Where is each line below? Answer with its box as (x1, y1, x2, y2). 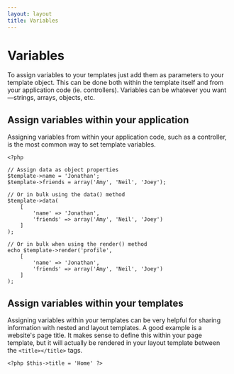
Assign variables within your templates (7, 297, 184, 309)
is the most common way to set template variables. (7, 140, 156, 149)
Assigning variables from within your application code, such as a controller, (7, 132, 227, 142)
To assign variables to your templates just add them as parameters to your (7, 71, 225, 79)
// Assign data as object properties (7, 166, 119, 174)
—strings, (7, 93, 36, 102)
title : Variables (7, 17, 59, 24)
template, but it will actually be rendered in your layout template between (7, 339, 221, 347)
